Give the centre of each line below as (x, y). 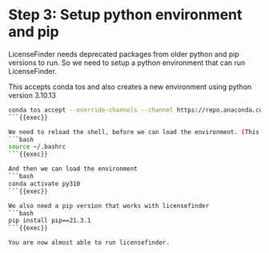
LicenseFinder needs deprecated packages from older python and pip (124, 54)
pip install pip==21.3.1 (50, 221)
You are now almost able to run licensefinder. (89, 243)
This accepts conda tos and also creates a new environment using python (130, 87)
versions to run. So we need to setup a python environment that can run (127, 63)
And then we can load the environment (73, 169)
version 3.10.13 (32, 95)
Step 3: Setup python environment (125, 15)
